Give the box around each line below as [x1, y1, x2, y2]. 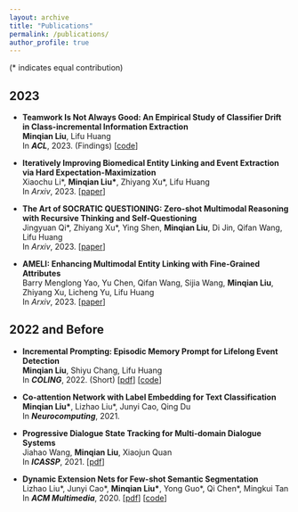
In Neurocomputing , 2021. [21, 410, 120, 421]
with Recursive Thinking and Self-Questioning [21, 213, 197, 224]
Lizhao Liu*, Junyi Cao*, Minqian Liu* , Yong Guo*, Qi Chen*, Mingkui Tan [21, 483, 289, 493]
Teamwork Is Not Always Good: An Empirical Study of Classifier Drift [21, 112, 282, 123]
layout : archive [9, 12, 69, 22]
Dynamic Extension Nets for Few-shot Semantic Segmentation [21, 474, 259, 484]
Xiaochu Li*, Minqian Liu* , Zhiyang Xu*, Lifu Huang [21, 177, 211, 187]
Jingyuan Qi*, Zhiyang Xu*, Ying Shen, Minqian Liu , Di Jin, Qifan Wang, [21, 222, 283, 233]
